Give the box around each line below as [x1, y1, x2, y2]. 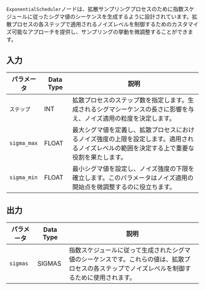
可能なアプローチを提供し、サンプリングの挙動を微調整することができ [11, 28, 188, 35]
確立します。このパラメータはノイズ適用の [72, 173, 194, 182]
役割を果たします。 [72, 153, 127, 161]
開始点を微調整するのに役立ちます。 [72, 182, 176, 191]
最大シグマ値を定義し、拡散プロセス [72, 126, 177, 134]
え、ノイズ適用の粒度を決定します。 [72, 114, 176, 122]
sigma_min [9, 174, 38, 181]
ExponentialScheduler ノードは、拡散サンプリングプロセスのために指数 [6, 5, 184, 12]
